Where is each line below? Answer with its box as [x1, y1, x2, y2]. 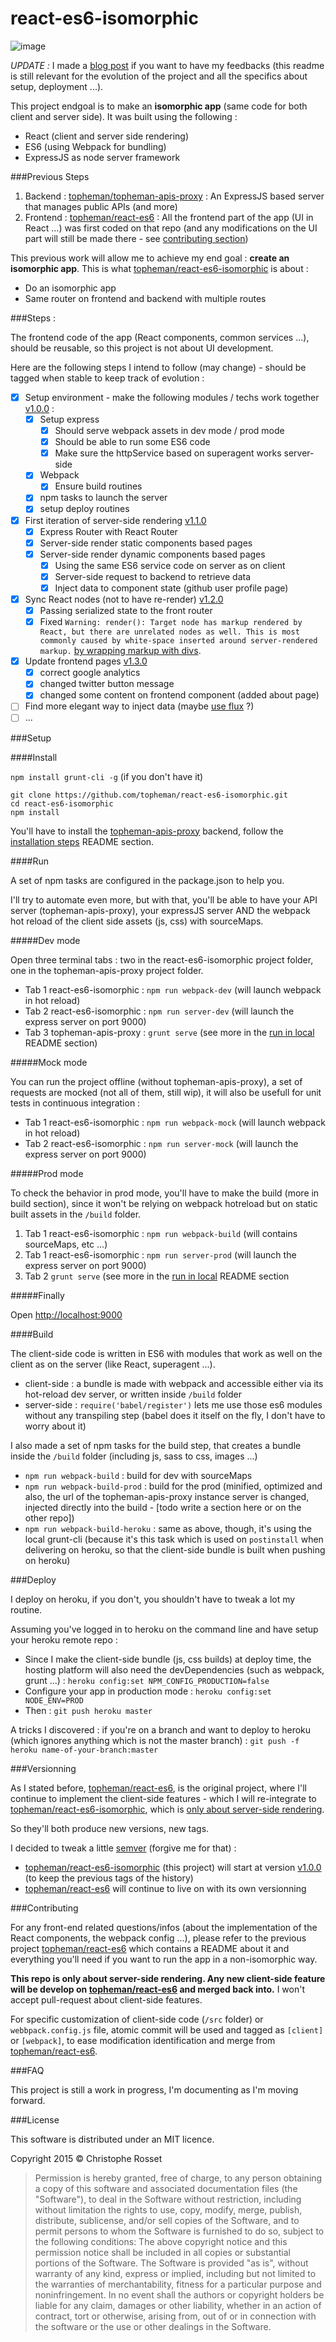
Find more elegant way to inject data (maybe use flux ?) [24, 700, 255, 712]
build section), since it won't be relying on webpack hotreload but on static [10, 1197, 318, 1209]
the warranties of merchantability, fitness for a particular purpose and [34, 2278, 322, 2290]
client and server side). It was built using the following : [10, 110, 238, 122]
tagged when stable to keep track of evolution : [10, 372, 205, 384]
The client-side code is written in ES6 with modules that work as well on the [10, 1347, 323, 1359]
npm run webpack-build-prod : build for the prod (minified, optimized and [24, 1480, 323, 1492]
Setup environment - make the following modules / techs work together [24, 391, 320, 403]
